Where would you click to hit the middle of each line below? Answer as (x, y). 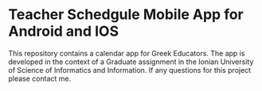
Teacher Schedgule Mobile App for (126, 15)
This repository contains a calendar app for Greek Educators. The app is (127, 53)
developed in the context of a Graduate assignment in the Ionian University (131, 62)
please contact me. (40, 78)
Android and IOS (64, 31)
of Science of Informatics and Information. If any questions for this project (130, 70)
